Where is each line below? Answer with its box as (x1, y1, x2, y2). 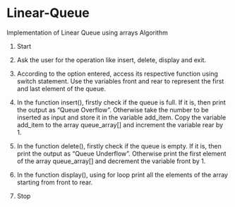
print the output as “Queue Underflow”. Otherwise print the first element (16, 149, 227, 158)
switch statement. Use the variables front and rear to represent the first (16, 76, 224, 85)
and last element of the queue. (16, 84, 107, 93)
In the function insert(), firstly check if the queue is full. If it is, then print (16, 97, 227, 107)
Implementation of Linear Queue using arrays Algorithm (6, 28, 169, 37)
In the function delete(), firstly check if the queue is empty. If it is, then (16, 141, 222, 150)
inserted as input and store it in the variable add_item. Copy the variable (16, 113, 227, 122)
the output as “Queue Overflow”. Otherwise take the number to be (16, 105, 209, 114)
